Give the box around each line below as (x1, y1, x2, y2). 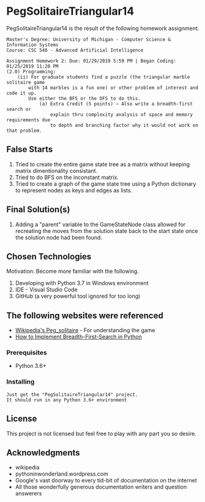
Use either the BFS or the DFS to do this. (28, 95, 141, 102)
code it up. (6, 90, 37, 96)
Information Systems (6, 42, 59, 48)
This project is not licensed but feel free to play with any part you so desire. (6, 430, 197, 437)
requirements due (6, 116, 51, 123)
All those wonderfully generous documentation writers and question (15, 483, 187, 491)
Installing (6, 378, 35, 386)
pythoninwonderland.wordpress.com (15, 470, 109, 477)
